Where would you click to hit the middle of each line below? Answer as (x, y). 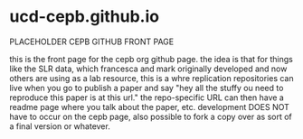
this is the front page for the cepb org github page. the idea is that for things (151, 59)
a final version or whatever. (60, 126)
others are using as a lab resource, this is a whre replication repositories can (151, 78)
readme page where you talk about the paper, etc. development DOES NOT (149, 107)
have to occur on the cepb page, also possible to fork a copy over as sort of (151, 116)
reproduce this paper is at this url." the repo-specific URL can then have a (147, 97)
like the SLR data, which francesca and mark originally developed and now (148, 69)
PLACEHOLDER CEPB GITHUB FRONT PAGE (92, 42)
